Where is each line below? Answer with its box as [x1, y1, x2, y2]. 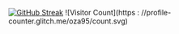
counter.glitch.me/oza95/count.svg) [8, 16, 128, 26]
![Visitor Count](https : [65, 8, 140, 17]
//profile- [141, 8, 172, 17]
